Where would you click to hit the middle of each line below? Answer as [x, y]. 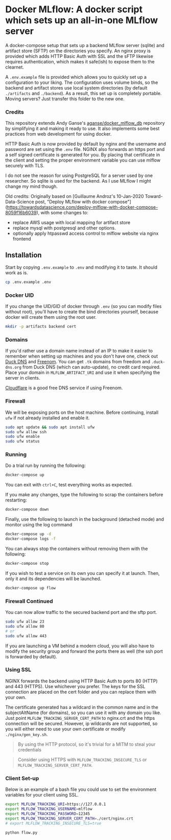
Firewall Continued [29, 601]
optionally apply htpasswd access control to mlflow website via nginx [86, 233]
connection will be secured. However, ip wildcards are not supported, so [81, 723]
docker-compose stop [27, 563]
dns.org [14, 368]
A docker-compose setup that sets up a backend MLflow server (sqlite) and [85, 45]
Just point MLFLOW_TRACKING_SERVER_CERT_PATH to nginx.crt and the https [80, 718]
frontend [22, 239]
